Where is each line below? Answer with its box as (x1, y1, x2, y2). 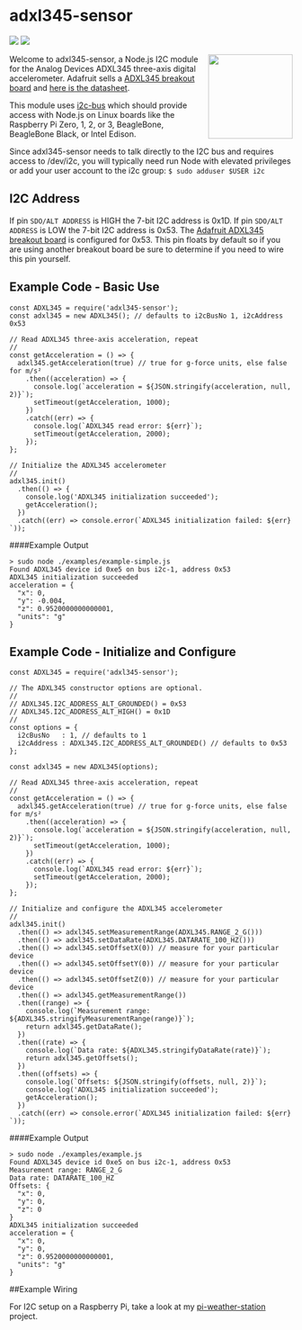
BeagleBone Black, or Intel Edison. (9, 128, 137, 139)
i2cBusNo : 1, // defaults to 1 (17, 731, 147, 741)
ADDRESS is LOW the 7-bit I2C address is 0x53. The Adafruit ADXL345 (9, 224, 264, 235)
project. (9, 1311, 39, 1322)
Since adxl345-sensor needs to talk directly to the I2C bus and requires (9, 146, 274, 157)
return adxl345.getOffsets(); (25, 1054, 139, 1063)
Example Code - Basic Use (9, 280, 160, 295)
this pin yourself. (9, 253, 71, 264)
